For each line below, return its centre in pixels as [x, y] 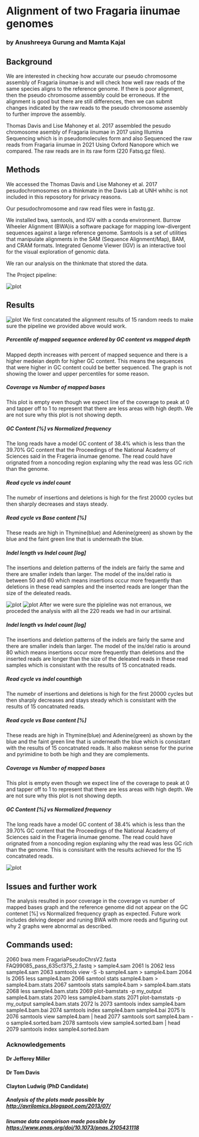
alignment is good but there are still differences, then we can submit [89, 101]
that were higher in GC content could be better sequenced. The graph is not [99, 367]
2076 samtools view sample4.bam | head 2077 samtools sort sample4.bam [98, 1016]
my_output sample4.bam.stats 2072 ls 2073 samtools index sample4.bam [96, 1003]
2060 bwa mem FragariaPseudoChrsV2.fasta [61, 959]
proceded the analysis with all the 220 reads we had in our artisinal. [89, 611]
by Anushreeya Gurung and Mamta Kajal [66, 42]
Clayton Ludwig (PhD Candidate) [48, 1086]
